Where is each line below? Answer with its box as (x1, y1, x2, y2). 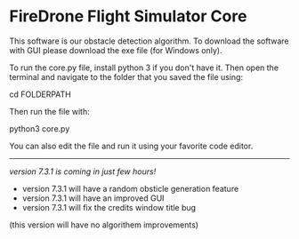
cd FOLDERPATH (9, 89, 71, 100)
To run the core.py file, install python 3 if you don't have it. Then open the (9, 62, 279, 73)
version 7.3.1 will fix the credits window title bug (21, 202, 197, 212)
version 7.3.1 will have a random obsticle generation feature (21, 183, 239, 194)
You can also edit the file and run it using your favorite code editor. (9, 140, 254, 151)
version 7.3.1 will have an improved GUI (21, 193, 165, 203)
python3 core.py (9, 123, 70, 134)
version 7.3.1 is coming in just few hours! (9, 166, 157, 177)
